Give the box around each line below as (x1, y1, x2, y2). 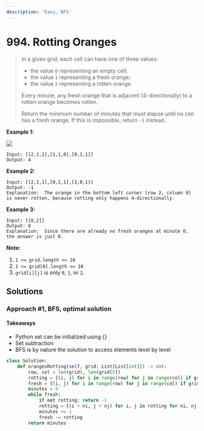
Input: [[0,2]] (6, 217, 45, 224)
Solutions (6, 286, 44, 297)
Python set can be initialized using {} (15, 333, 107, 340)
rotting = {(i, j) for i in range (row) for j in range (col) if (28, 374, 191, 381)
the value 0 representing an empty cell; (30, 67, 128, 74)
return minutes (28, 420, 67, 426)
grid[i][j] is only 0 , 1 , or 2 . (15, 269, 85, 276)
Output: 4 (6, 156, 32, 163)
